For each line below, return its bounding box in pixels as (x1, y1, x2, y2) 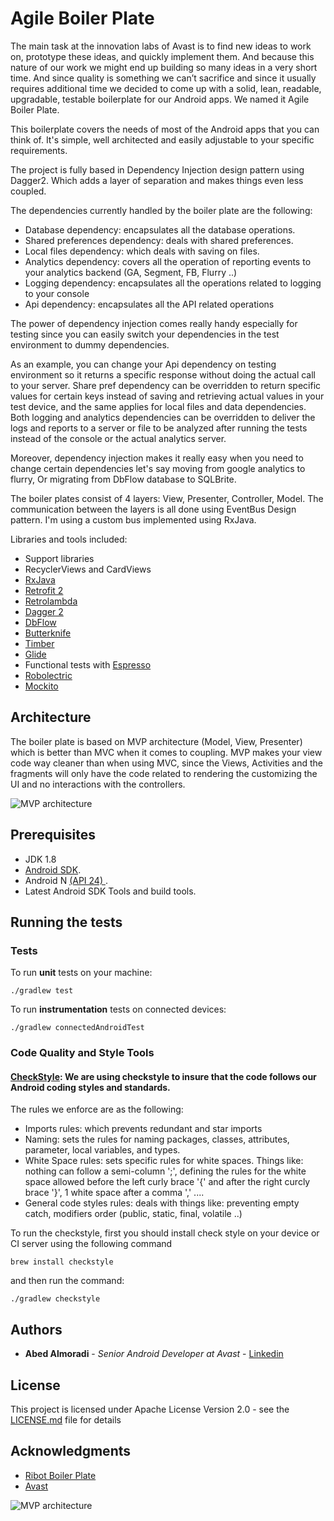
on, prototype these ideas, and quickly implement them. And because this (10, 50, 315, 62)
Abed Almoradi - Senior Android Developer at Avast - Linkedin (24, 1348, 284, 1360)
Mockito (24, 680, 59, 692)
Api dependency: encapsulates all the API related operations (24, 298, 275, 310)
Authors (10, 1321, 63, 1338)
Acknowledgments (10, 1443, 132, 1460)
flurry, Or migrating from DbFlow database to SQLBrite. (10, 473, 237, 485)
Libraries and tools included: (10, 533, 128, 545)
